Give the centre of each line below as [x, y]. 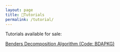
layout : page [19, 10]
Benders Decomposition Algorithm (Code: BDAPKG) [60, 44]
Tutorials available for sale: [34, 34]
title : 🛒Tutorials [25, 15]
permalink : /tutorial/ [29, 19]
